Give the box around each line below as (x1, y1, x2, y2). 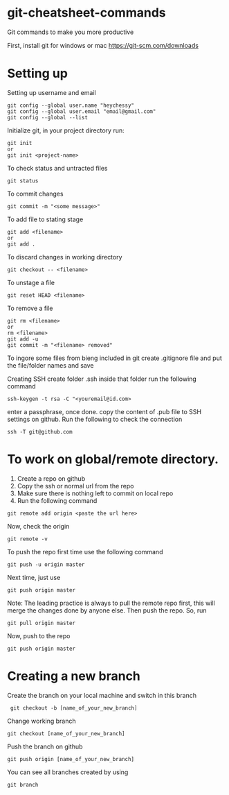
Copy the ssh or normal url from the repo (17, 481, 134, 490)
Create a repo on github (17, 474, 85, 483)
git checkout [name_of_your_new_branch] (7, 730, 126, 737)
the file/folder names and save (7, 361, 94, 369)
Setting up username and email (7, 88, 96, 96)
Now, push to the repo (7, 631, 71, 640)
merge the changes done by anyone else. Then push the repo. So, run (7, 606, 207, 615)
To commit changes (7, 189, 64, 198)
